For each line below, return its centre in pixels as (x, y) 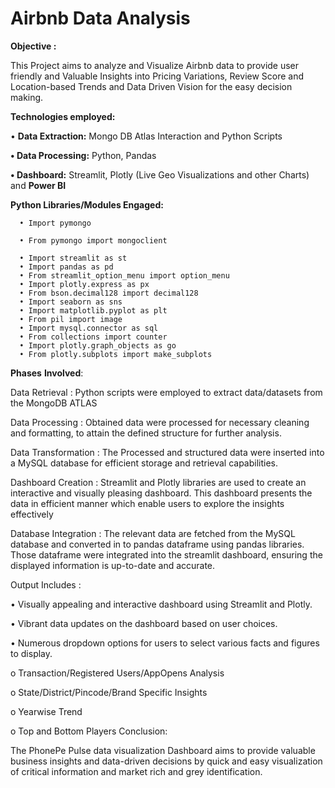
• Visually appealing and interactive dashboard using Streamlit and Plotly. (161, 604)
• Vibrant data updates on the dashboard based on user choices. (144, 623)
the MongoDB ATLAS (54, 403)
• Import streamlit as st (73, 258)
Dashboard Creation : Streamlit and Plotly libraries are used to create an (158, 482)
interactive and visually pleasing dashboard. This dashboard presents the (161, 493)
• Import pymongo (55, 223)
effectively (32, 514)
